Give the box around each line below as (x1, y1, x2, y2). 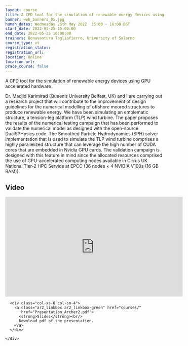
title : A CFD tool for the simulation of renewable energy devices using (5, 12, 165, 17)
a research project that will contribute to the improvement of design (5, 98, 146, 104)
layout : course (5, 7, 37, 13)
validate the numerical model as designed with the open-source (5, 125, 139, 132)
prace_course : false (5, 64, 49, 69)
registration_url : (5, 50, 44, 55)
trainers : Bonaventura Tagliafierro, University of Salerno (5, 36, 135, 41)
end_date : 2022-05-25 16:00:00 (5, 31, 71, 36)
